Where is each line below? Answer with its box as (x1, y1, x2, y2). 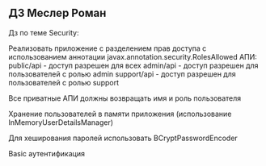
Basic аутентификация (8, 148, 85, 158)
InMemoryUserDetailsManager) (8, 117, 114, 127)
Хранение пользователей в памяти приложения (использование (8, 109, 232, 118)
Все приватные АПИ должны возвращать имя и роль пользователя (8, 93, 242, 103)
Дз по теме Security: (8, 27, 79, 37)
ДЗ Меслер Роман (8, 6, 107, 20)
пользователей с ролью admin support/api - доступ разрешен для (8, 68, 236, 79)
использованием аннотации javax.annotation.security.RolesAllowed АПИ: (8, 52, 257, 61)
